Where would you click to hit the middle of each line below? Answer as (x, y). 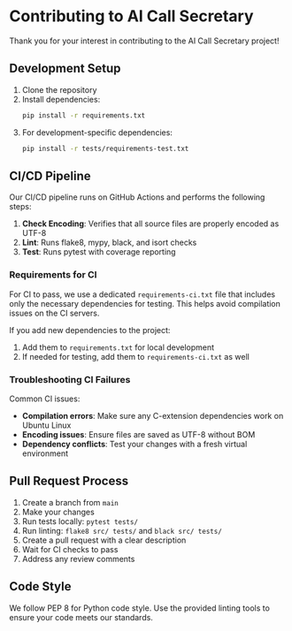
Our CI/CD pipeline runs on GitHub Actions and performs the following (137, 197)
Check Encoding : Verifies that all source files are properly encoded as (150, 224)
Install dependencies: (61, 99)
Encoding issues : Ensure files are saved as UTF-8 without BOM (138, 434)
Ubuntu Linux (46, 425)
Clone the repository (59, 89)
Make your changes (58, 512)
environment (45, 453)
